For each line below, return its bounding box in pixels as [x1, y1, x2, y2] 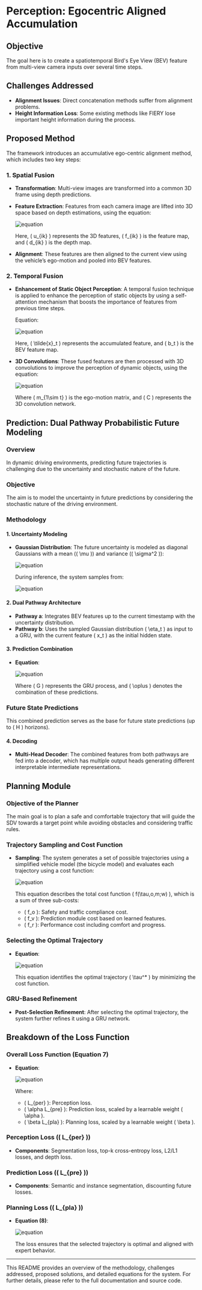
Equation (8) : [14, 1217, 49, 1224]
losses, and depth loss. [14, 1153, 73, 1161]
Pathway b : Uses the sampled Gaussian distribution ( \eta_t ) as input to [14, 625, 194, 632]
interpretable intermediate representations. [14, 764, 121, 771]
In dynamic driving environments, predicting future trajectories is [6, 459, 167, 466]
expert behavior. [14, 1247, 56, 1254]
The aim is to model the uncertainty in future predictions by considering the [6, 494, 194, 501]
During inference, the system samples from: [14, 573, 124, 581]
